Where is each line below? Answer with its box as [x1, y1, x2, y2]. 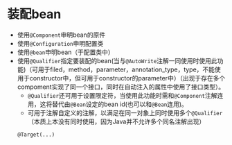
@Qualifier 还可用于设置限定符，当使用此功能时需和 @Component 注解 [27, 91, 217, 99]
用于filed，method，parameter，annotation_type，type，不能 [37, 65, 215, 74]
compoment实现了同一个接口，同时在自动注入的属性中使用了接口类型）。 [17, 83, 225, 91]
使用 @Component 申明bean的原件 [17, 31, 106, 39]
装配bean [7, 6, 62, 22]
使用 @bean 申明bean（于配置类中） [17, 48, 114, 56]
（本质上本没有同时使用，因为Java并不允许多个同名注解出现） [27, 117, 206, 126]
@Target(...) [17, 131, 55, 138]
